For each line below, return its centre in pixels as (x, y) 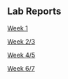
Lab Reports (34, 11)
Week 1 (18, 28)
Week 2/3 (21, 42)
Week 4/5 (21, 55)
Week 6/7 (21, 68)
